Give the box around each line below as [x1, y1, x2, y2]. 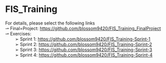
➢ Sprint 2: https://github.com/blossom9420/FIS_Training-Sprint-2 [14, 41, 152, 47]
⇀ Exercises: [5, 30, 31, 36]
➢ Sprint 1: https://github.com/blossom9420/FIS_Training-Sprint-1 [14, 36, 151, 42]
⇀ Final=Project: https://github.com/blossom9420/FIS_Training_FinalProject [5, 25, 161, 31]
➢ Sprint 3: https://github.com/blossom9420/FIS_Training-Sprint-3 [14, 46, 152, 52]
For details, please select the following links [5, 20, 95, 26]
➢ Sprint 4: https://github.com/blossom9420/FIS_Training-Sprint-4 [14, 51, 152, 58]
